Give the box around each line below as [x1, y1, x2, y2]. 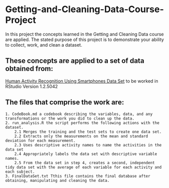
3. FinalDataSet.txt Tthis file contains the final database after [5, 173, 151, 178]
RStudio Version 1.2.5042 [5, 83, 58, 89]
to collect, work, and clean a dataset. [5, 42, 82, 48]
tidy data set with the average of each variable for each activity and [5, 165, 162, 170]
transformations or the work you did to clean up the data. [5, 116, 135, 121]
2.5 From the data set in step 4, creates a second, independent [14, 160, 155, 165]
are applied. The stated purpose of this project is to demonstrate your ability [5, 36, 164, 43]
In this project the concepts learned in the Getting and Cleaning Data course [5, 31, 164, 37]
